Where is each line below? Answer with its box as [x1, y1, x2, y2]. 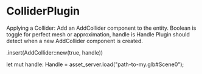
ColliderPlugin [6, 4, 80, 18]
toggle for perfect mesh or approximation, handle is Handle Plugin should [6, 30, 190, 38]
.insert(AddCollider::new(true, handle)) [6, 49, 103, 56]
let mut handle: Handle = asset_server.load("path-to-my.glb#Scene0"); [6, 61, 184, 68]
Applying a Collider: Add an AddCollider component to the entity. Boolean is [6, 24, 197, 32]
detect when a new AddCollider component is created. [6, 37, 143, 44]
